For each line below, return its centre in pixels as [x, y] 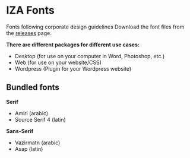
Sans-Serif [20, 131]
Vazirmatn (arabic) [37, 143]
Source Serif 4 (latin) [40, 119]
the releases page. [29, 33]
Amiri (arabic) [31, 113]
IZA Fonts [30, 10]
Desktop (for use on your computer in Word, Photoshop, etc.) [90, 56]
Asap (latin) [29, 148]
